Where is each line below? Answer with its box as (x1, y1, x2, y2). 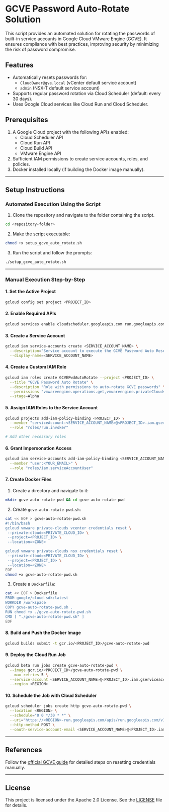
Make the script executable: (12, 231, 70, 237)
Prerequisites (5, 116, 48, 124)
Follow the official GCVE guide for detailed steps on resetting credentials (5, 759, 156, 765)
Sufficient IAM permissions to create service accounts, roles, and (12, 155, 148, 161)
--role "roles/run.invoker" (10, 425, 69, 430)
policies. (12, 161, 30, 167)
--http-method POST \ (10, 722, 55, 727)
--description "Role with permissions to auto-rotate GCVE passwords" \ (10, 384, 165, 390)
